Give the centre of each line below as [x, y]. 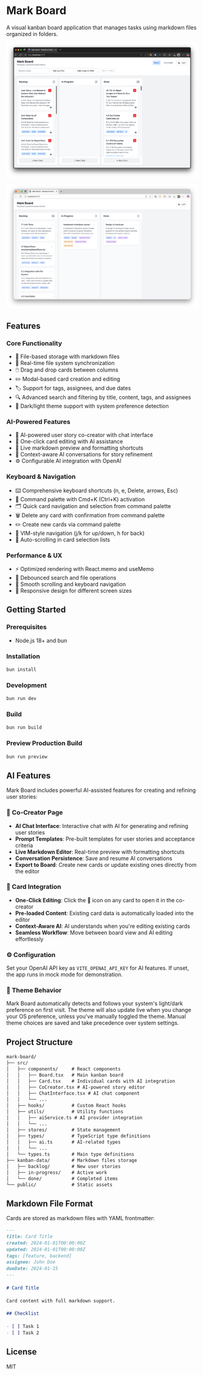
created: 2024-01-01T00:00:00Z [46, 1243]
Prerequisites [26, 627]
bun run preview [27, 757]
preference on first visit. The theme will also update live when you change [99, 1010]
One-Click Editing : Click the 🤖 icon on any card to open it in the [95, 900]
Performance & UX [34, 555]
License [22, 1352]
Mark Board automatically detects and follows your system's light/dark [95, 1003]
